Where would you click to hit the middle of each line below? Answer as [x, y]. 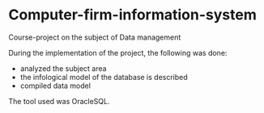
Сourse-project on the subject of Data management [95, 37]
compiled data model [55, 86]
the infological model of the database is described [104, 77]
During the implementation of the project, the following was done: [118, 52]
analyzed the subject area [63, 68]
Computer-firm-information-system [132, 15]
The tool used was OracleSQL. [59, 101]
